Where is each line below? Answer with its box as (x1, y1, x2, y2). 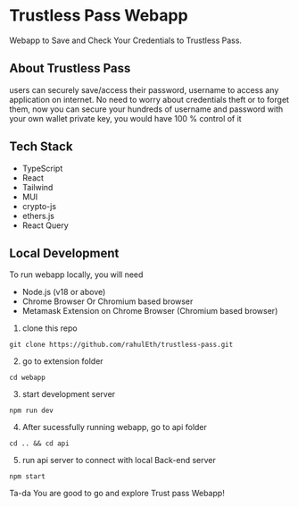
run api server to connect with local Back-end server (21, 455, 216, 466)
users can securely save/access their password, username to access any (9, 84, 279, 95)
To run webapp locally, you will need (9, 269, 144, 280)
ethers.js (21, 210, 55, 221)
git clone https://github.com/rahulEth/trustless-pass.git (9, 341, 234, 350)
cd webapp (9, 373, 46, 383)
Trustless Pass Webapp (9, 5, 189, 26)
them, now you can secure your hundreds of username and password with (9, 104, 284, 114)
